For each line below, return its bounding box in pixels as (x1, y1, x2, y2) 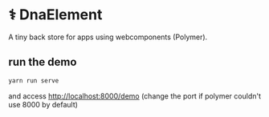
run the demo (8, 55, 77, 69)
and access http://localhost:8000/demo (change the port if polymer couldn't (8, 91, 262, 101)
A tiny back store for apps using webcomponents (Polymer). (8, 32, 208, 42)
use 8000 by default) (8, 99, 79, 109)
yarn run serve (8, 76, 59, 85)
